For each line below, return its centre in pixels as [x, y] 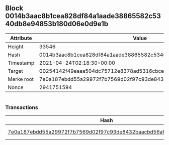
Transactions [22, 107]
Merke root [21, 79]
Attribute [21, 38]
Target [16, 71]
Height [16, 46]
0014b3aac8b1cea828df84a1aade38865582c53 [83, 16]
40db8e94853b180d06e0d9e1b [57, 24]
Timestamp [21, 63]
